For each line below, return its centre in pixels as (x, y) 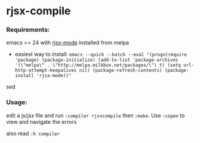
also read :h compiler (33, 133)
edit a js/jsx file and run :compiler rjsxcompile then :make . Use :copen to (96, 115)
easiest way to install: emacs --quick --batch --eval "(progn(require (101, 54)
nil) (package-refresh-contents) (121, 71)
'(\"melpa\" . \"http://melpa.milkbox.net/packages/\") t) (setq (98, 65)
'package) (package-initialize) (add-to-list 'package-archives (96, 60)
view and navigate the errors (41, 121)
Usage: (17, 102)
